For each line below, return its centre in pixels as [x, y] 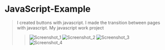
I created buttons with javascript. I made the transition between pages [88, 23]
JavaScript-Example [48, 9]
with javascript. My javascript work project [60, 27]
